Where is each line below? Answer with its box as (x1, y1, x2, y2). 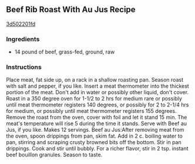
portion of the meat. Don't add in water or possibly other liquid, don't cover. (6, 89, 189, 96)
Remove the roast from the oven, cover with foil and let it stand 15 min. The (6, 114, 187, 121)
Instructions (6, 63, 42, 71)
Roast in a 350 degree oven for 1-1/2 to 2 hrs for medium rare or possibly (6, 95, 182, 102)
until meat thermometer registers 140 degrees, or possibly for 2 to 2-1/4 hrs (6, 101, 189, 108)
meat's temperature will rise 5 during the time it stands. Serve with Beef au (6, 120, 187, 127)
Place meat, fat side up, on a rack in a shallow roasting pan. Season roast (6, 76, 184, 83)
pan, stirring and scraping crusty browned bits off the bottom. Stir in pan (6, 139, 181, 146)
